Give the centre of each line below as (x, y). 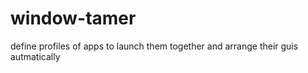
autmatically (35, 56)
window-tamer (73, 18)
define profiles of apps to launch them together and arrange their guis (154, 46)
